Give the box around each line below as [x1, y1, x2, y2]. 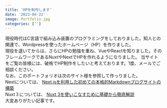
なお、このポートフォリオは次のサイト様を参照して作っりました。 [5, 73, 141, 79]
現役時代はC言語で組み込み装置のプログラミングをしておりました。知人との [5, 35, 161, 41]
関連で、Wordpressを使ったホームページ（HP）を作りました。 [5, 42, 134, 48]
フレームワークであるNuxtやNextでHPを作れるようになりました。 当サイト [5, 54, 159, 60]
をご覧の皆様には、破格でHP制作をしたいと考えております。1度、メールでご [5, 60, 161, 66]
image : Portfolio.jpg [5, 16, 50, 21]
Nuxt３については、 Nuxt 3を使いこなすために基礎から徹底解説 [5, 92, 135, 98]
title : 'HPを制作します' [5, 7, 52, 12]
